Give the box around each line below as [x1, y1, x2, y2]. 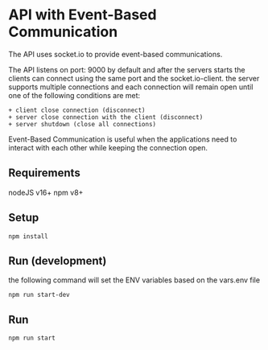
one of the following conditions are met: [8, 90, 141, 100]
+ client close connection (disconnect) [8, 106, 146, 114]
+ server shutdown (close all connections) [8, 120, 157, 128]
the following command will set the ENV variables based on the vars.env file [8, 275, 260, 285]
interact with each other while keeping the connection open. [8, 142, 208, 152]
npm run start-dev [8, 291, 70, 299]
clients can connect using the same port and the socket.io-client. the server [8, 73, 260, 83]
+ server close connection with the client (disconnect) [8, 113, 204, 121]
